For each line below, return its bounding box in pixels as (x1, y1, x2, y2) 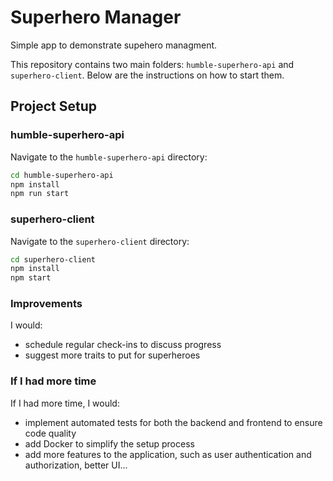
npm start (10, 273, 52, 283)
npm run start (10, 189, 70, 199)
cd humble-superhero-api (10, 170, 114, 180)
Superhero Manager (10, 6, 182, 29)
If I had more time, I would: (10, 397, 120, 409)
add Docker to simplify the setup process (24, 437, 195, 450)
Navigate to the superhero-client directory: (10, 235, 190, 247)
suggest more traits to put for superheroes (24, 349, 201, 361)
